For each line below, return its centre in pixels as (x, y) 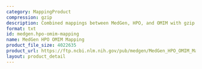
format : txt (21, 28)
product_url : (23, 51)
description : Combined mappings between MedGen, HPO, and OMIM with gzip (101, 23)
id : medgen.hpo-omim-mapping (43, 34)
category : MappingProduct (38, 12)
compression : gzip (29, 17)
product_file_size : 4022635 (41, 46)
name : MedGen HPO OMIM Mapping (45, 40)
